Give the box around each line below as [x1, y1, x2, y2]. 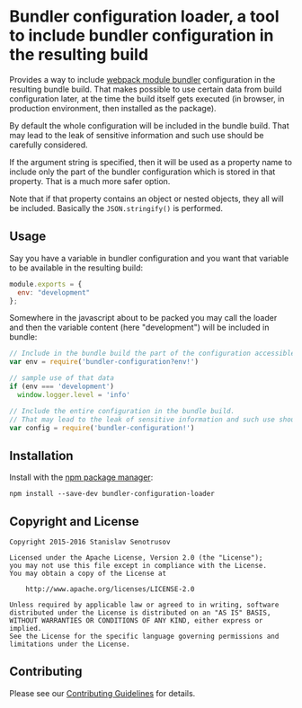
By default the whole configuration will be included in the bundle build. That [9, 119, 289, 131]
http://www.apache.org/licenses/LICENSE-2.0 [25, 585, 195, 594]
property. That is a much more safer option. [9, 175, 171, 186]
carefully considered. [9, 139, 88, 150]
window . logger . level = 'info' [17, 390, 130, 399]
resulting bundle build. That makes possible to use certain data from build [9, 84, 282, 94]
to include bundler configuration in [9, 25, 274, 46]
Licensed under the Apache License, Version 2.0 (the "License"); [9, 553, 263, 562]
